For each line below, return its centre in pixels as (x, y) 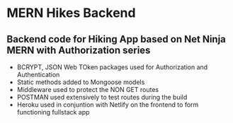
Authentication (38, 75)
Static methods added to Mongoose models (81, 82)
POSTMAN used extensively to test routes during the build (102, 97)
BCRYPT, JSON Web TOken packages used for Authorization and (112, 67)
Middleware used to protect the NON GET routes (88, 89)
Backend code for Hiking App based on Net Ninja (116, 39)
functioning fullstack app (53, 112)
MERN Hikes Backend (71, 13)
